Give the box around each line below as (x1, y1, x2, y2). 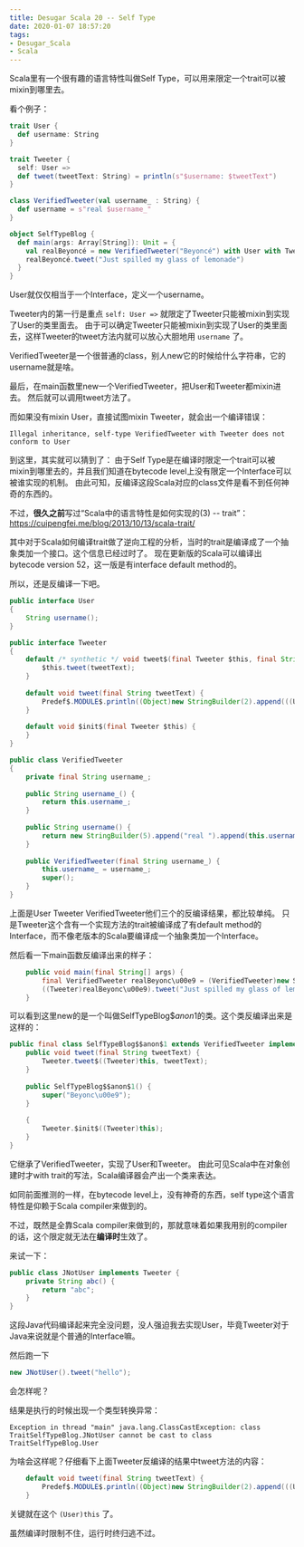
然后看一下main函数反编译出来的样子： (9, 949, 155, 960)
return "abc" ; (42, 1285, 95, 1294)
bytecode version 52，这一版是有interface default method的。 (9, 559, 242, 571)
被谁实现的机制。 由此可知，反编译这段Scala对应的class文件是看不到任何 (9, 477, 282, 488)
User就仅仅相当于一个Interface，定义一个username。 (9, 289, 210, 300)
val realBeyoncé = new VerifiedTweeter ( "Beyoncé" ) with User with (25, 246, 281, 255)
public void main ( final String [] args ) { (25, 967, 184, 976)
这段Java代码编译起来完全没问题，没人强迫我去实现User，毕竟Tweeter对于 (9, 1320, 290, 1331)
